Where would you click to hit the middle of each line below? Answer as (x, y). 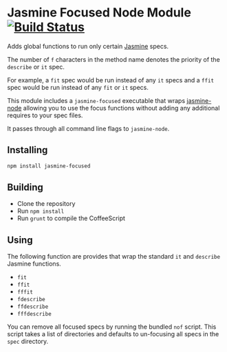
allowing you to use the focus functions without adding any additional (121, 108)
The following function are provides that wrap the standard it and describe (114, 257)
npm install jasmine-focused (49, 166)
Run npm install (41, 211)
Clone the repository (46, 204)
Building (25, 188)
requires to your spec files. (45, 115)
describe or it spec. (36, 67)
